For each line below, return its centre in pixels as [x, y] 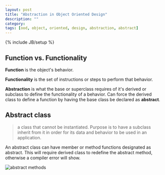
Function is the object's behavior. [39, 69]
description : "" [22, 19]
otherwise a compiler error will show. [43, 158]
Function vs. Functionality [46, 58]
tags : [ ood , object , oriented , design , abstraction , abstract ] [72, 28]
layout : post [19, 10]
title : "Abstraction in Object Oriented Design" [56, 14]
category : [15, 24]
